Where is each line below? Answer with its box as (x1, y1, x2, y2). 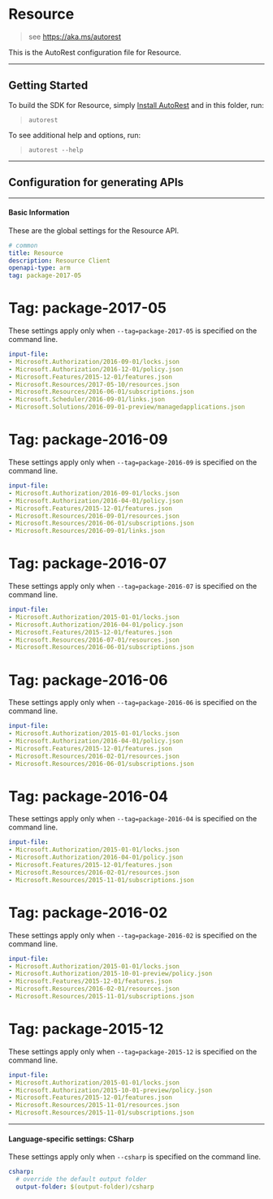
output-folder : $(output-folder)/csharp (15, 1183, 154, 1191)
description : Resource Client (8, 257, 111, 265)
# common (8, 241, 38, 249)
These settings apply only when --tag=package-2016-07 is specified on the (8, 582, 258, 591)
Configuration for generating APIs (8, 175, 184, 189)
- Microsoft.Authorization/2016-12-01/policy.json (8, 365, 184, 374)
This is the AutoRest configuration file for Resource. (8, 47, 181, 57)
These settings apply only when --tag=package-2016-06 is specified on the (8, 698, 258, 708)
